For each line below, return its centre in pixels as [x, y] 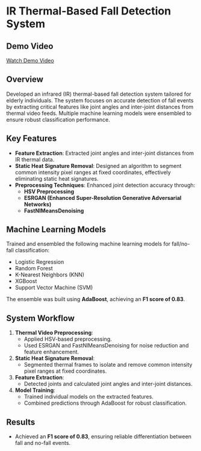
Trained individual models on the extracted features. [88, 397]
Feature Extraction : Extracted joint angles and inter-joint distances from [104, 153]
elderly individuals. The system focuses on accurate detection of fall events [100, 100]
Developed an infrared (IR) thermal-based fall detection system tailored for [99, 94]
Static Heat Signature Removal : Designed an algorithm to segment [98, 166]
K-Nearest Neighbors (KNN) [50, 275]
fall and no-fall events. [43, 443]
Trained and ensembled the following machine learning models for [88, 244]
